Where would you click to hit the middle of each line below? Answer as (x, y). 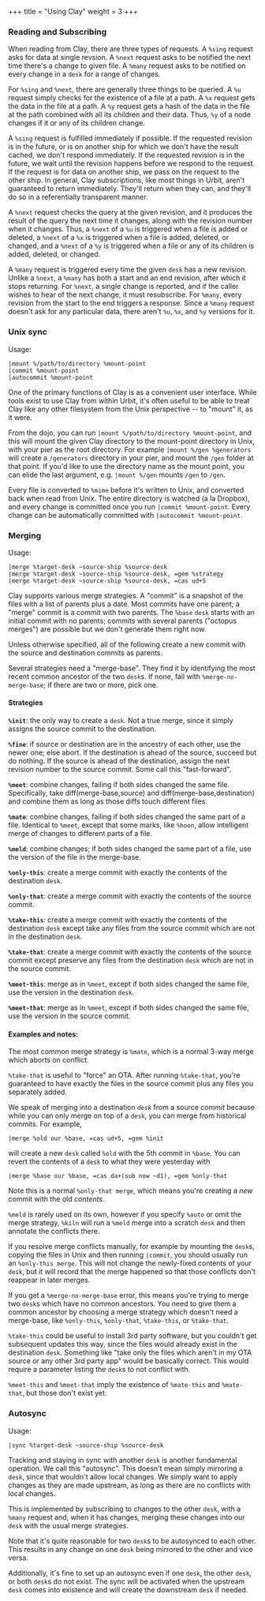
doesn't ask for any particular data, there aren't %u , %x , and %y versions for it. (132, 312)
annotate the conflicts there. (54, 1232)
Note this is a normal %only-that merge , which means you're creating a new (131, 1190)
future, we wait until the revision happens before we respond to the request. (132, 163)
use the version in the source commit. (69, 1016)
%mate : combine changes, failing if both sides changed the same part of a (127, 817)
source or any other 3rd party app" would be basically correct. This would (129, 1361)
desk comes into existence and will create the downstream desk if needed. (128, 1589)
